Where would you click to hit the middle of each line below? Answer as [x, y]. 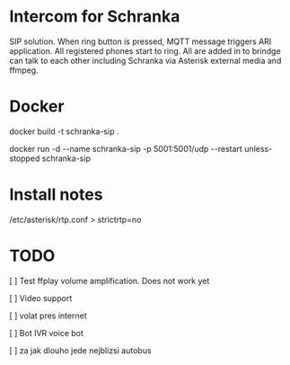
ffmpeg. [24, 70]
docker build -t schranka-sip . [64, 131]
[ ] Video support [41, 298]
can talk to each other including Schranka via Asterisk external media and [145, 60]
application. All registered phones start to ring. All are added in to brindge [145, 50]
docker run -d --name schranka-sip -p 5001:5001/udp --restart [126, 148]
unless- [258, 148]
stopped [25, 158]
